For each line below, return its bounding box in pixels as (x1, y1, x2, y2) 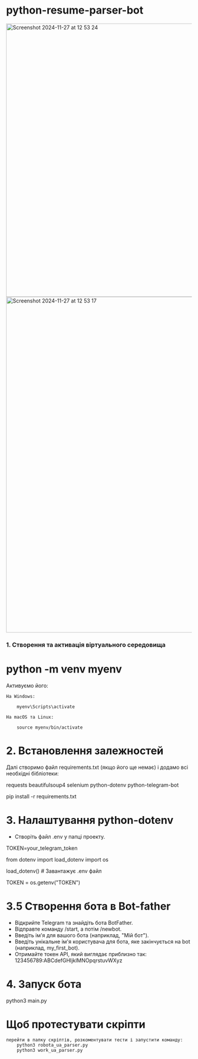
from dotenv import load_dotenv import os (6, 856, 109, 863)
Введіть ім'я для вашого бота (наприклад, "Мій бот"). (14, 931, 149, 938)
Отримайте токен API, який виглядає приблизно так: (14, 950, 147, 957)
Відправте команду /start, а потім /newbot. (14, 925, 122, 933)
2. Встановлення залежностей (6, 744, 164, 757)
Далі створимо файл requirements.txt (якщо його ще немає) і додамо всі (6, 764, 189, 771)
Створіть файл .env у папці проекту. (14, 833, 105, 840)
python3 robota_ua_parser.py (16, 1042, 88, 1048)
